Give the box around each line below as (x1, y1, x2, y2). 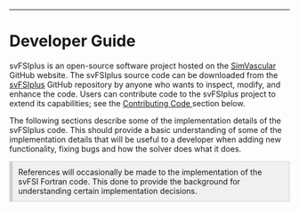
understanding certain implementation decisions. (18, 185, 198, 196)
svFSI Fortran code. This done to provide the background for (18, 176, 241, 186)
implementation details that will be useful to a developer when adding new (9, 134, 282, 145)
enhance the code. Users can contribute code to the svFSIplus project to (9, 89, 276, 99)
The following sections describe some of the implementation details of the (9, 115, 282, 126)
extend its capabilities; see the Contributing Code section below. (9, 98, 246, 108)
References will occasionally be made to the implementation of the (18, 167, 263, 177)
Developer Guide (9, 31, 136, 51)
